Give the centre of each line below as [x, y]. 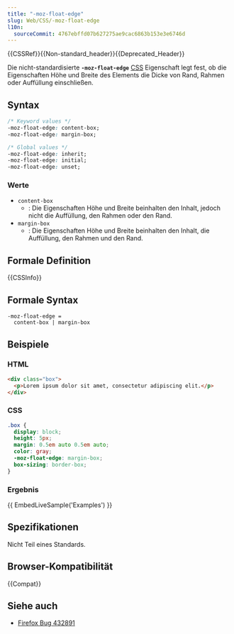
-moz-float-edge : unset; [44, 167]
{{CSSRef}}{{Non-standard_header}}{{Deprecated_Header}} [96, 54]
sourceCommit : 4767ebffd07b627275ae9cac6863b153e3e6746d [100, 34]
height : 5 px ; [33, 438]
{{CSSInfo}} [25, 278]
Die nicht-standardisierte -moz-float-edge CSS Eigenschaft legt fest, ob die [117, 67]
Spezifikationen [43, 527]
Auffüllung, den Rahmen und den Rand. [85, 238]
